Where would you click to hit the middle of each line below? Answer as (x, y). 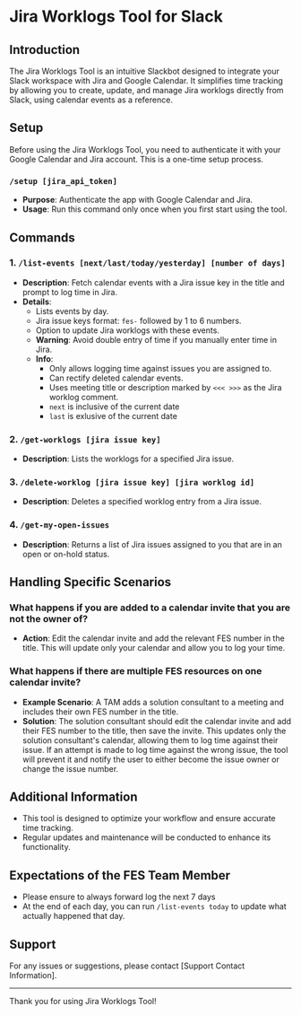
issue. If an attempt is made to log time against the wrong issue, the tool (155, 749)
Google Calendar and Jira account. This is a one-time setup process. (137, 159)
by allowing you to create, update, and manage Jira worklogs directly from (146, 90)
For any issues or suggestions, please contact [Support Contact (127, 966)
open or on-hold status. (66, 554)
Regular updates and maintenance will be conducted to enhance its (146, 837)
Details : (37, 302)
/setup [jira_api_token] (64, 181)
